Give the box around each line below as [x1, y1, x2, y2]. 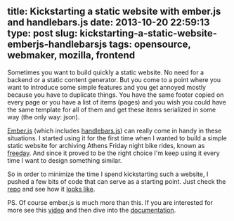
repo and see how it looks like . [7, 185, 96, 193]
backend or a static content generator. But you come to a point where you [7, 75, 221, 83]
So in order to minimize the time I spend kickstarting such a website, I [7, 170, 209, 178]
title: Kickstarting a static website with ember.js [7, 6, 221, 18]
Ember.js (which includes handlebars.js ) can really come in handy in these [7, 126, 222, 135]
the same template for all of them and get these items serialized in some [7, 105, 216, 114]
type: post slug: [7, 27, 78, 39]
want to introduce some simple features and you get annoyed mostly [7, 83, 206, 91]
